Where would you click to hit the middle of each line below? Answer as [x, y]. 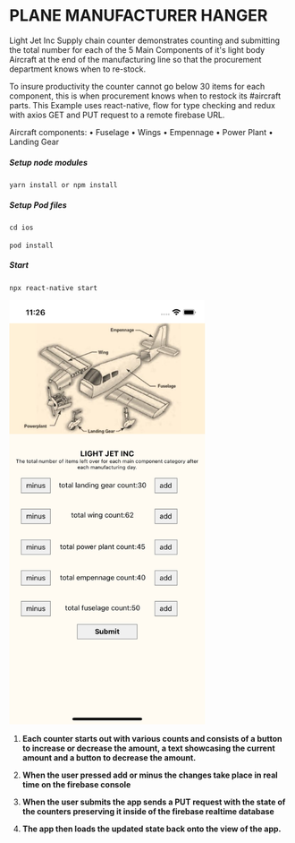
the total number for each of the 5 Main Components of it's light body [137, 49]
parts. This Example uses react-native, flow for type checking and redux [142, 105]
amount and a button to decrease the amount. [109, 757]
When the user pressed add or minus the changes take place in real [150, 775]
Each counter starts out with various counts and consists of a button [152, 738]
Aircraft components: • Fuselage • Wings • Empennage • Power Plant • [141, 132]
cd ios [21, 228]
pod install [31, 245]
